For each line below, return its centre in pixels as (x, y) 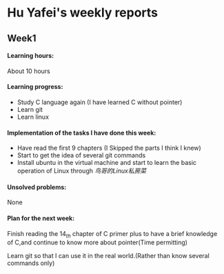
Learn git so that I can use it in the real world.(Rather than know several (109, 256)
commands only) (31, 263)
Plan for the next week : (41, 218)
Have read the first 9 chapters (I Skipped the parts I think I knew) (109, 148)
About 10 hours (29, 71)
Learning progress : (35, 87)
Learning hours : (30, 56)
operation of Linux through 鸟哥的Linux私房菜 (82, 171)
